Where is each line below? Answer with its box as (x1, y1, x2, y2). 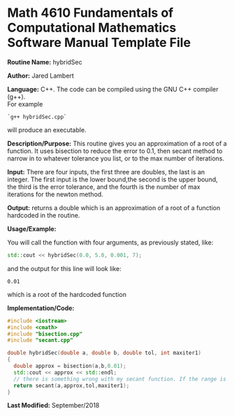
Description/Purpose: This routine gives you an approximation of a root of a (7, 139, 227, 148)
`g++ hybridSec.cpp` (7, 113, 68, 120)
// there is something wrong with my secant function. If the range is (13, 375, 227, 382)
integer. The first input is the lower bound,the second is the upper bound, (7, 175, 218, 183)
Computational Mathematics (7, 20, 177, 36)
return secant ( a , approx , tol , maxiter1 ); (13, 382, 130, 389)
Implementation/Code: (7, 303, 75, 312)
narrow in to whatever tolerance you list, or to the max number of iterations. (7, 154, 225, 162)
